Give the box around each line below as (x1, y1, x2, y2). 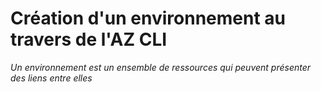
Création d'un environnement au (10, 7, 287, 30)
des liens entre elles (10, 72, 93, 84)
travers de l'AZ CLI (10, 28, 168, 51)
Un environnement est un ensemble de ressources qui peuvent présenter (10, 61, 312, 73)
